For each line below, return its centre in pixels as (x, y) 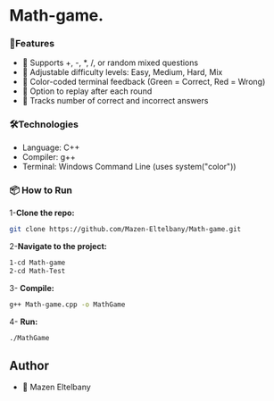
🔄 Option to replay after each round (87, 91)
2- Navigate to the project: (58, 246)
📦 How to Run (41, 190)
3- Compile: (32, 288)
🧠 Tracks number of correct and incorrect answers (115, 101)
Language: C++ (51, 147)
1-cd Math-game (37, 263)
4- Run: (24, 322)
